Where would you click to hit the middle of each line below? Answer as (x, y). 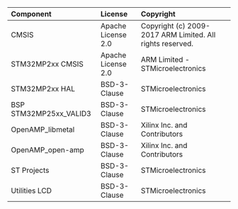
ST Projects (30, 170)
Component (31, 14)
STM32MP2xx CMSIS (47, 64)
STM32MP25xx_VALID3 (51, 114)
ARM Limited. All (188, 35)
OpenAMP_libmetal (43, 129)
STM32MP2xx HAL (43, 89)
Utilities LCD (31, 191)
